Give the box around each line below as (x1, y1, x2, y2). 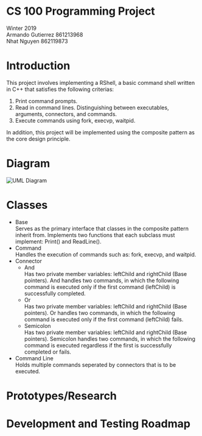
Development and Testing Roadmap (6, 417, 190, 431)
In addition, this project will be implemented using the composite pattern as (6, 128, 195, 136)
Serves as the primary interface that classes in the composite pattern (15, 225, 189, 232)
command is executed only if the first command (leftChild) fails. (24, 316, 184, 323)
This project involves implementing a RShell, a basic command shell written (6, 79, 195, 86)
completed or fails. (24, 348, 72, 355)
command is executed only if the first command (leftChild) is (24, 283, 176, 291)
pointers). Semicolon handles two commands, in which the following (24, 335, 196, 343)
